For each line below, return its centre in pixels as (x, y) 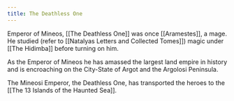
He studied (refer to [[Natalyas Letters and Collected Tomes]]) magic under (116, 41)
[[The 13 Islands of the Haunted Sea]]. (62, 90)
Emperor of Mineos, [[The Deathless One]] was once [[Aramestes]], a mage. (117, 33)
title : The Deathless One (45, 14)
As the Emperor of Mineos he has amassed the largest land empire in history (117, 62)
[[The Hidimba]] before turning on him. (63, 48)
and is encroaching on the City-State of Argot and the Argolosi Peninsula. (113, 69)
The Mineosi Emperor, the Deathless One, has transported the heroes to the (116, 83)
